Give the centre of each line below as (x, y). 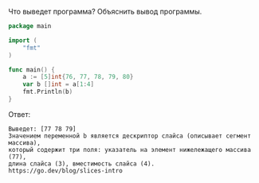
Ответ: (20, 114)
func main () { (32, 70)
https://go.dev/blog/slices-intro (66, 170)
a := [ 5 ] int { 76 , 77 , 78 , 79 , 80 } (78, 77)
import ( (23, 40)
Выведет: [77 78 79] (43, 129)
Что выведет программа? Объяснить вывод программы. (105, 12)
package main (30, 26)
